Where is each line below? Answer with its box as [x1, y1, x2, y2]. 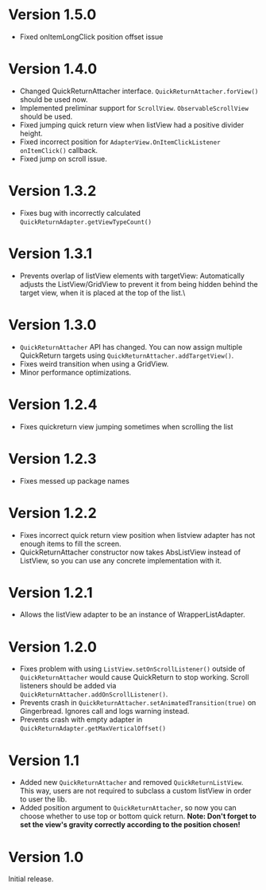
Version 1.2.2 [8, 504, 97, 522]
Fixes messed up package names [19, 476, 129, 485]
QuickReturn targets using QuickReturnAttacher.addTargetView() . [19, 351, 234, 360]
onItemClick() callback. [19, 145, 98, 155]
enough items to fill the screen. [19, 539, 121, 548]
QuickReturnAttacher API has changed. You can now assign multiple [19, 342, 243, 351]
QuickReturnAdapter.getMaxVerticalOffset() [19, 725, 167, 733]
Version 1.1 [8, 751, 79, 770]
